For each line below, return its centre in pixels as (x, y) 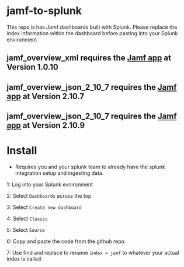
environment (22, 39)
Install (22, 151)
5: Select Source (26, 230)
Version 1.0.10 (33, 67)
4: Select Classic (27, 219)
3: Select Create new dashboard (44, 207)
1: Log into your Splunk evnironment (50, 185)
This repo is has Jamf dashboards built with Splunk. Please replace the (92, 27)
